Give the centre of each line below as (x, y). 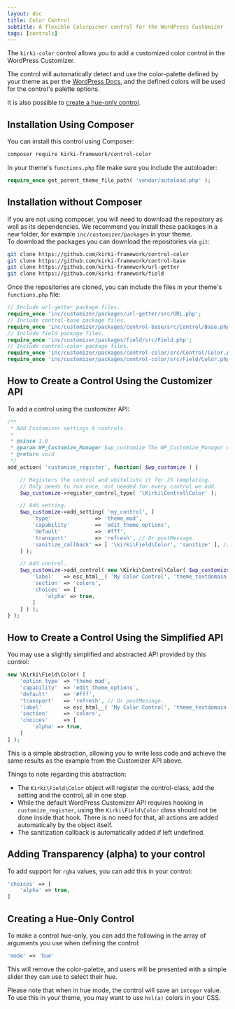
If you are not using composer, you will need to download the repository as (115, 219)
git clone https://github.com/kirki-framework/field (86, 274)
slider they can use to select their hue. (62, 976)
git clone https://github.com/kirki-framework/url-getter (93, 267)
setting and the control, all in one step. (72, 795)
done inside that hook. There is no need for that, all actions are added (118, 817)
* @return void (32, 454)
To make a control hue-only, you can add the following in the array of (107, 936)
